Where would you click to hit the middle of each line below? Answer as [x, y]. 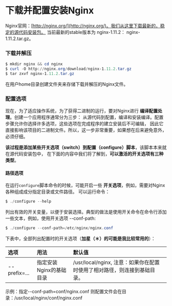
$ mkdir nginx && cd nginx [34, 64]
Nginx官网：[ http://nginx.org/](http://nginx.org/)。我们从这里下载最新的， [83, 26]
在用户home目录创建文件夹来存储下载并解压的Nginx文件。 [67, 84]
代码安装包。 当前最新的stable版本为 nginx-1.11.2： [72, 32]
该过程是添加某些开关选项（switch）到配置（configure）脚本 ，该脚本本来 [84, 147]
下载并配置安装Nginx [50, 11]
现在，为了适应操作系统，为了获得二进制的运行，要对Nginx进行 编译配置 [82, 111]
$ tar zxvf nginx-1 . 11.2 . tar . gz [40, 73]
